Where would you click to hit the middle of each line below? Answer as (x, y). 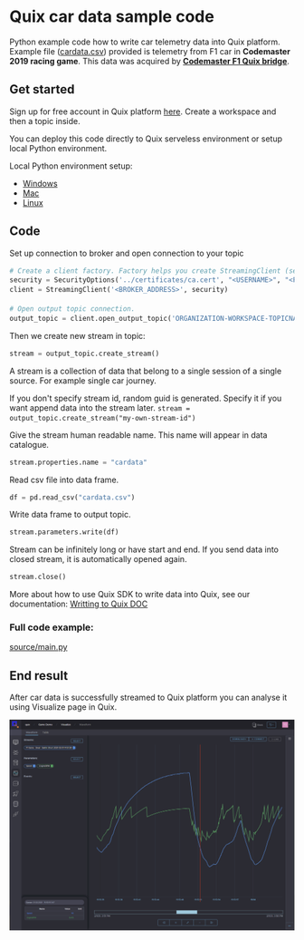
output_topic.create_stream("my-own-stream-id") (103, 418)
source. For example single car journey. (83, 380)
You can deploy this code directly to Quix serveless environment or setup (146, 139)
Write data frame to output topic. (70, 515)
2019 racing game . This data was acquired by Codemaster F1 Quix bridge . (149, 61)
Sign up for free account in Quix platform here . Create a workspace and (143, 111)
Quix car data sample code (112, 17)
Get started (42, 89)
